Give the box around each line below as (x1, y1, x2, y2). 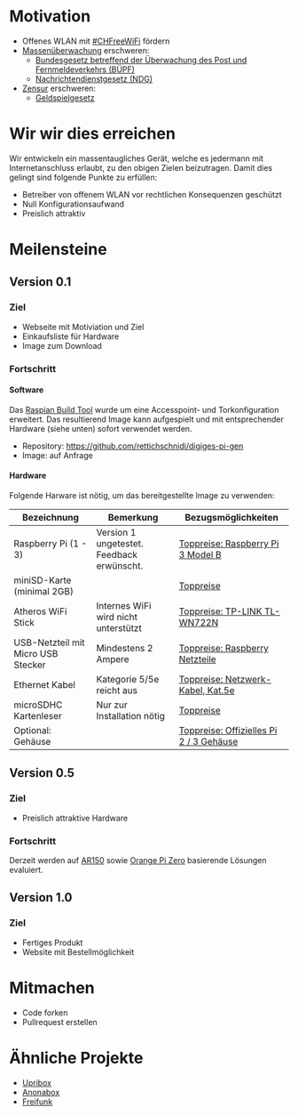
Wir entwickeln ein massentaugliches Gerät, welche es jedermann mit (9, 153, 264, 164)
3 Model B (178, 549, 222, 562)
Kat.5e (207, 684, 235, 697)
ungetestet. (96, 537, 144, 550)
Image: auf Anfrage (21, 449, 93, 460)
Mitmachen (9, 977, 95, 998)
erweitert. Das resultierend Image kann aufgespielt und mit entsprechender (9, 414, 284, 424)
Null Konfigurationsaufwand (21, 198, 125, 209)
